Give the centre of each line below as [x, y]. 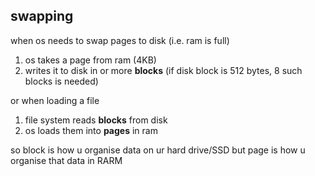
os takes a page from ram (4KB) [90, 60]
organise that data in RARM [66, 160]
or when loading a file [55, 100]
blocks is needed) [61, 81]
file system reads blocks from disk [96, 120]
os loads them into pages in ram [91, 130]
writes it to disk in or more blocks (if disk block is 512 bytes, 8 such [163, 70]
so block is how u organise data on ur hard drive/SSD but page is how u [158, 150]
